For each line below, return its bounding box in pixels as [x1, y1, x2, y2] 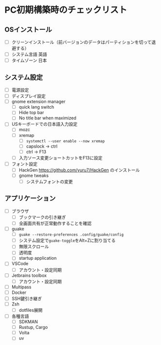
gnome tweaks [18, 172, 49, 178]
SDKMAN [18, 319, 38, 325]
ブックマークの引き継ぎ [18, 214, 66, 220]
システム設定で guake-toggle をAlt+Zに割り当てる [18, 237, 116, 244]
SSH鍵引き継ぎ [11, 295, 42, 301]
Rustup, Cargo [18, 325, 48, 330]
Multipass [11, 284, 32, 290]
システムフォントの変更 [26, 179, 73, 184]
